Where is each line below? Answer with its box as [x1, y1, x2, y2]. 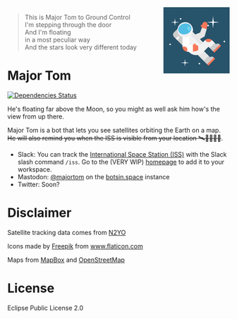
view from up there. [7, 112, 65, 121]
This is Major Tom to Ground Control [24, 13, 130, 21]
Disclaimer [7, 205, 72, 221]
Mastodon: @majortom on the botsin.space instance [17, 172, 170, 181]
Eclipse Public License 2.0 [7, 303, 84, 312]
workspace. [17, 165, 52, 174]
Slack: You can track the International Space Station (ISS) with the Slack [17, 150, 227, 158]
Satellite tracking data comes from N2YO [7, 228, 126, 236]
